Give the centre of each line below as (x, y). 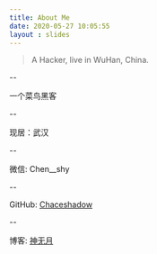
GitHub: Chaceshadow (51, 204)
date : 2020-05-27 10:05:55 (60, 26)
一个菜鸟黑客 (33, 96)
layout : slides (39, 34)
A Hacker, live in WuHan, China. (90, 60)
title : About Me (39, 18)
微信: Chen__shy (39, 169)
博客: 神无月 (31, 240)
